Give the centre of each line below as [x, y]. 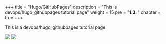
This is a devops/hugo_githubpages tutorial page [55, 27]
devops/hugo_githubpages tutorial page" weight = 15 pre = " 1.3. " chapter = [83, 12]
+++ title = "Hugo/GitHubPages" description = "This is [61, 7]
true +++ [14, 18]
